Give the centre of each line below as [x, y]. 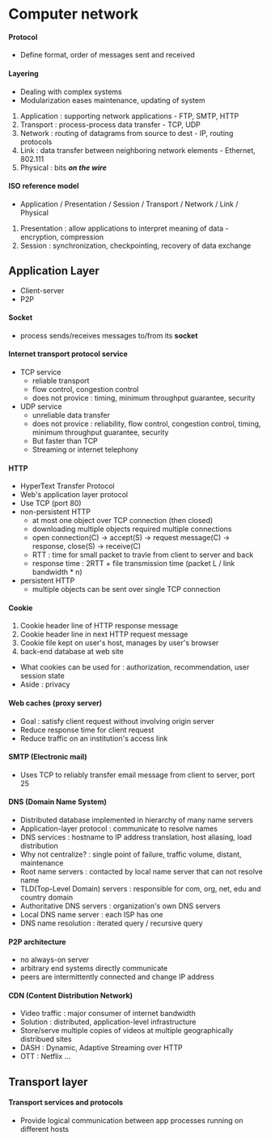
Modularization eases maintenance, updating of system [112, 100]
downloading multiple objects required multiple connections [132, 529]
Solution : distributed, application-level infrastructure [108, 1022]
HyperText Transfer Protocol [67, 486]
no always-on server [55, 959]
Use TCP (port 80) [51, 504]
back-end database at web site [72, 652]
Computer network [74, 14]
